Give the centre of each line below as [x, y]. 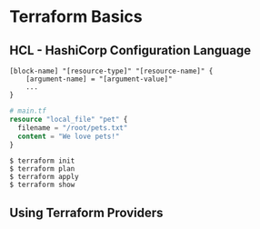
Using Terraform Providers [86, 212]
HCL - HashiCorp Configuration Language [130, 50]
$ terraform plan [42, 169]
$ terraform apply [44, 177]
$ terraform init [42, 161]
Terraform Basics [76, 17]
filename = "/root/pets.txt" [73, 128]
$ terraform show [42, 185]
